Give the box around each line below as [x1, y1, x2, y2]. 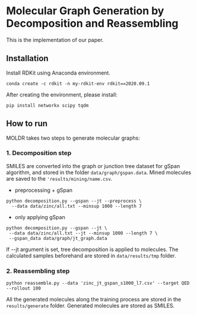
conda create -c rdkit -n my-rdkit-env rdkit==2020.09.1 [6, 81, 150, 86]
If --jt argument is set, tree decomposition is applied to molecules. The [6, 246, 179, 253]
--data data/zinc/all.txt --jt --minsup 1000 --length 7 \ [8, 230, 158, 236]
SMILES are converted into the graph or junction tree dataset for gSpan [6, 162, 180, 169]
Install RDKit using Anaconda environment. [6, 69, 111, 76]
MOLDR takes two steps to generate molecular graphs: [6, 134, 141, 142]
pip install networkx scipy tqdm [6, 102, 89, 108]
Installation [6, 53, 49, 63]
